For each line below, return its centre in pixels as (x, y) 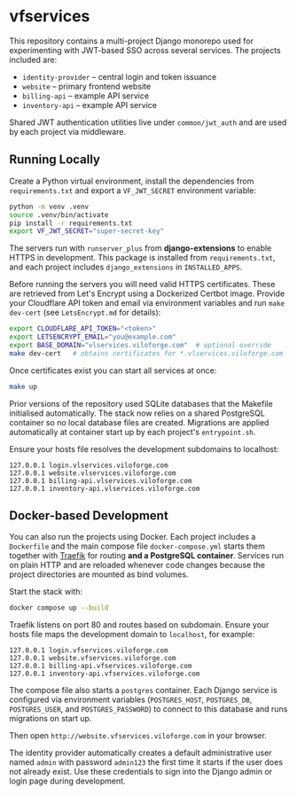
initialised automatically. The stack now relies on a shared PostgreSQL (137, 413)
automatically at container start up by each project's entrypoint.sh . (133, 432)
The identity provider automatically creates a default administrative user (141, 753)
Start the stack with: (46, 592)
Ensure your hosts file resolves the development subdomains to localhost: (144, 448)
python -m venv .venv (49, 207)
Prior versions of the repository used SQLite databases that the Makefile (141, 403)
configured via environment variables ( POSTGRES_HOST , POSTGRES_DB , (131, 700)
